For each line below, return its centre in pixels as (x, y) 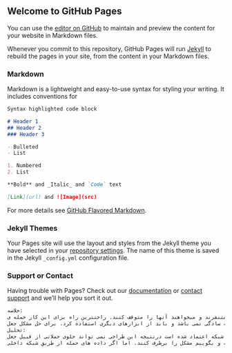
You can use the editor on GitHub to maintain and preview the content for (111, 28)
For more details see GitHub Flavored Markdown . (77, 210)
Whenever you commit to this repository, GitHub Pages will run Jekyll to (109, 48)
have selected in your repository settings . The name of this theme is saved (113, 251)
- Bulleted (23, 147)
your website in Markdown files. (52, 35)
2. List (18, 172)
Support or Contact (40, 276)
